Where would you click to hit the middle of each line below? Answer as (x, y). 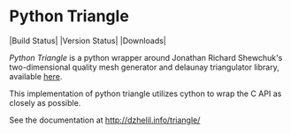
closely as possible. (45, 102)
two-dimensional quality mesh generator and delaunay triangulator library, (145, 67)
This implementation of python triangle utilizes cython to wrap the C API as (145, 93)
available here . (36, 76)
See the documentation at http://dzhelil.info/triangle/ (105, 120)
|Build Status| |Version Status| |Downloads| (88, 41)
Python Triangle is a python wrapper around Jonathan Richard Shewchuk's (146, 57)
